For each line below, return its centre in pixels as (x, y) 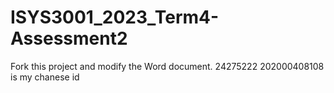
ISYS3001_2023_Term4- (115, 17)
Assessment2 (69, 38)
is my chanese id (45, 77)
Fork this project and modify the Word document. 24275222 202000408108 (167, 66)
